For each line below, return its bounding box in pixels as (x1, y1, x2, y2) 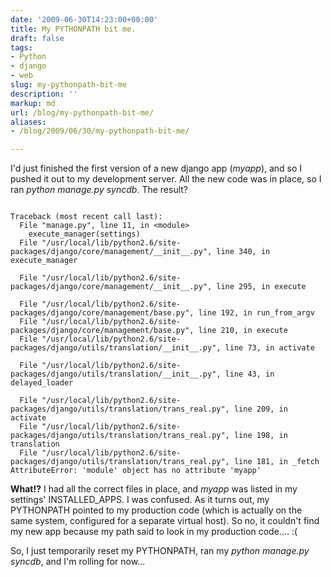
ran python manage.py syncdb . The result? (10, 184, 189, 196)
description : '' (10, 89, 78, 99)
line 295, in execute (216, 282, 307, 292)
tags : (10, 42, 33, 53)
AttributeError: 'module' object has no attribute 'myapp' (10, 466, 262, 476)
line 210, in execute (198, 326, 288, 336)
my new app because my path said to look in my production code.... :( (10, 526, 298, 538)
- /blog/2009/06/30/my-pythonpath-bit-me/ (10, 126, 190, 136)
